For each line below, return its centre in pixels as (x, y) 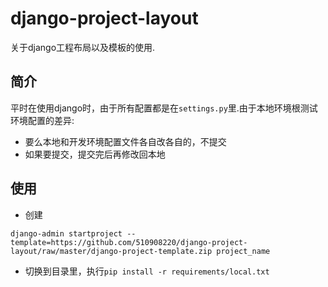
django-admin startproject (66, 233)
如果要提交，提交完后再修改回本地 (95, 154)
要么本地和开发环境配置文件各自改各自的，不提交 (125, 141)
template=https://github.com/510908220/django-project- (129, 242)
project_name (243, 251)
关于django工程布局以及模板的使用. (83, 47)
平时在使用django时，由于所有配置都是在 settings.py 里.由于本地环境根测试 (164, 108)
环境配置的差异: (42, 120)
